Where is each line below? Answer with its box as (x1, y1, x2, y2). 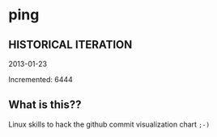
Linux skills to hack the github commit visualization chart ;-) (8, 119, 211, 129)
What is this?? (8, 98, 82, 112)
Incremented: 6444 (8, 75, 73, 84)
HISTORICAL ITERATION (8, 38, 133, 52)
